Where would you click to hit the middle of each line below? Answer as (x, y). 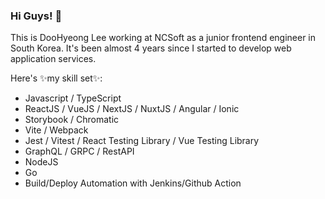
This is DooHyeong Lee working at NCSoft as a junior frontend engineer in (163, 38)
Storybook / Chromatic (72, 120)
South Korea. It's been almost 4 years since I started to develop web (151, 48)
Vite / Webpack (56, 130)
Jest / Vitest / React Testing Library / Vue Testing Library (142, 141)
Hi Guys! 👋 (36, 16)
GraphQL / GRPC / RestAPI (79, 151)
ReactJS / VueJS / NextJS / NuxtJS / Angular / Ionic (132, 109)
